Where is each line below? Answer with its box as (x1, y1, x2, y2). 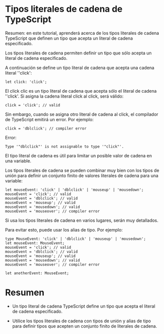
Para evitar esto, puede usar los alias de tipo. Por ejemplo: (5, 227, 123, 232)
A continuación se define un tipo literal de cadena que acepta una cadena (5, 65, 155, 71)
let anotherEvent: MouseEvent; (5, 271, 69, 276)
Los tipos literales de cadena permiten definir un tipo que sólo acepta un (5, 50, 152, 56)
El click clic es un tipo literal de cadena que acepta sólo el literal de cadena (5, 88, 157, 94)
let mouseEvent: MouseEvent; (5, 240, 65, 246)
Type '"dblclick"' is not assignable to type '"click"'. (5, 144, 124, 149)
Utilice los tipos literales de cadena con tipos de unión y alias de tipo (12, 318, 151, 324)
